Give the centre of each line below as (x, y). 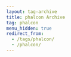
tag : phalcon (22, 23)
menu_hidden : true (29, 28)
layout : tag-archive (32, 12)
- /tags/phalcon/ (33, 39)
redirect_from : (25, 34)
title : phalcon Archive (36, 17)
